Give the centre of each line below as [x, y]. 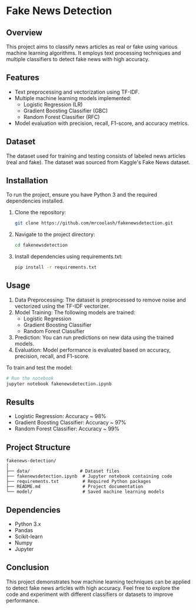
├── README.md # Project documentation [75, 487]
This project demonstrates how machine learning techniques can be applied [98, 582]
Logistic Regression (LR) [53, 104]
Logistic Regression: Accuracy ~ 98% [60, 416]
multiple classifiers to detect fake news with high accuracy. [78, 59]
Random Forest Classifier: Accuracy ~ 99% [67, 429]
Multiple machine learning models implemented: [73, 98]
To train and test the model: [39, 367]
